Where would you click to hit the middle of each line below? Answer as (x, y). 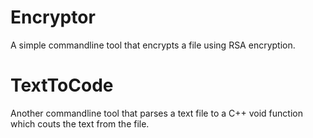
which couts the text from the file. (80, 123)
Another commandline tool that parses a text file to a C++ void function (156, 113)
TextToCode (62, 85)
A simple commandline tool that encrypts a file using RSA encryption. (153, 45)
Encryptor (53, 17)
